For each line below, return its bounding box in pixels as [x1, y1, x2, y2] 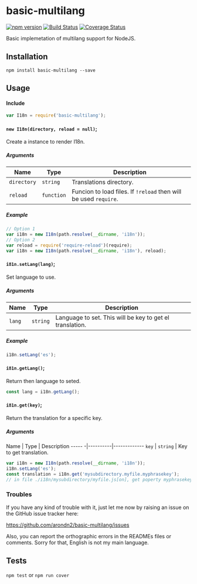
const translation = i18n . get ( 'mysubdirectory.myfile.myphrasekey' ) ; [6, 471, 180, 477]
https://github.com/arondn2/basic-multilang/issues [6, 521, 130, 528]
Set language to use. [6, 274, 56, 281]
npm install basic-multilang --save [6, 67, 96, 73]
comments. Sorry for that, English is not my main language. [6, 539, 150, 546]
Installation [6, 52, 48, 62]
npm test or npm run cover [6, 571, 69, 578]
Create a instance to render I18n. [6, 138, 85, 145]
